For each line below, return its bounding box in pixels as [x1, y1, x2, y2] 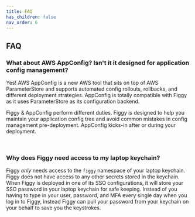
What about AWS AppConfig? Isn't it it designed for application [6, 58, 189, 67]
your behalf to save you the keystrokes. [6, 204, 101, 211]
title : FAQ [6, 8, 33, 15]
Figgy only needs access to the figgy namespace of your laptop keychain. [6, 167, 186, 174]
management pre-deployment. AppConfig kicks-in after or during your [6, 122, 176, 129]
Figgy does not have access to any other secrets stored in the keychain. [6, 173, 180, 180]
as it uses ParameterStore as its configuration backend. [6, 98, 140, 105]
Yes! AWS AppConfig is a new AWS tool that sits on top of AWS [6, 80, 159, 87]
